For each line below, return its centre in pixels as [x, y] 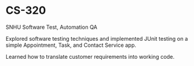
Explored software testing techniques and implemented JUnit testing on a [97, 38]
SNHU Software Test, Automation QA [52, 27]
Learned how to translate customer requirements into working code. [90, 56]
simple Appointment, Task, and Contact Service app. [71, 45]
